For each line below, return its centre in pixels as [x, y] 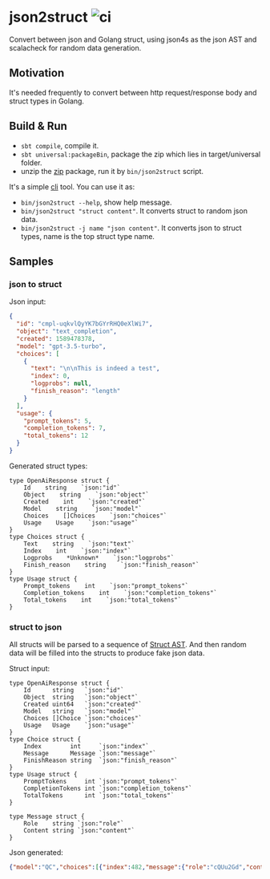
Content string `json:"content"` [79, 831]
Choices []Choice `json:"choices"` [83, 719]
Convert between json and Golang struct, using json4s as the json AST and [133, 39]
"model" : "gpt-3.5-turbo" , [61, 346]
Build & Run [38, 126]
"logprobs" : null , [61, 384]
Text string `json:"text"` [79, 544]
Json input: [28, 302]
